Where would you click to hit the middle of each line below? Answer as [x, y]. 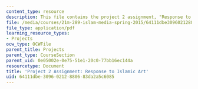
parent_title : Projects [35, 50]
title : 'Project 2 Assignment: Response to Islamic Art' [77, 71]
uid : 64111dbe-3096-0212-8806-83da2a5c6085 [60, 77]
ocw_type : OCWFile [29, 44]
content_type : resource [35, 11]
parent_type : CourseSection [41, 55]
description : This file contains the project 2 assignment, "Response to [99, 17]
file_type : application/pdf [41, 28]
